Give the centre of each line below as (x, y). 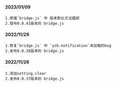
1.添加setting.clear (26, 73)
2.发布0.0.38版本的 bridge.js (35, 51)
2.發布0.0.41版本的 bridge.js (35, 24)
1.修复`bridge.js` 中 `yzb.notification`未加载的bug (58, 46)
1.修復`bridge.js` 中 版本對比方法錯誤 (42, 18)
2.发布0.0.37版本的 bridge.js (35, 79)
